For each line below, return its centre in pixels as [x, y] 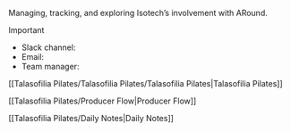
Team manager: [50, 66]
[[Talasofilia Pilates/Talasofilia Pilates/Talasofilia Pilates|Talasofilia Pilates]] [145, 83]
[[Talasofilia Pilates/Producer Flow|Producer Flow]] [103, 101]
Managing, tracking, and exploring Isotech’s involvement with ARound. [138, 13]
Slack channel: [48, 47]
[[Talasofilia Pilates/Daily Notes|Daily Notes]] [91, 118]
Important [26, 30]
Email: [33, 57]
